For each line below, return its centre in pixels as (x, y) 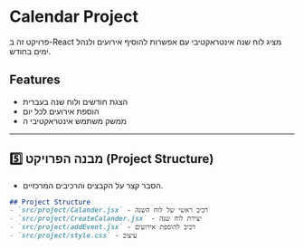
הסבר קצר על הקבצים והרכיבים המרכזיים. (93, 185)
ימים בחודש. (30, 51)
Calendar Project (74, 17)
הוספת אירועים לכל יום (61, 111)
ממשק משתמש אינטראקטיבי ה (74, 120)
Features (35, 80)
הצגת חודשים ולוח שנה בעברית (75, 101)
